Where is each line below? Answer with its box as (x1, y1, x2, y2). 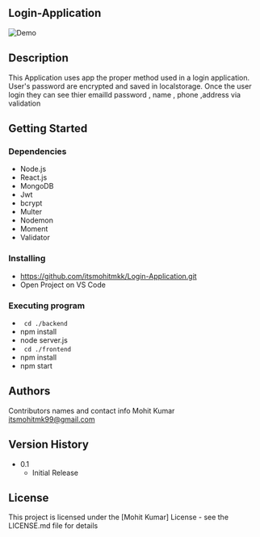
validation (8, 98, 41, 108)
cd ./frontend (23, 345, 72, 353)
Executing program (8, 300, 86, 311)
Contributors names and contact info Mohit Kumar (8, 406, 175, 415)
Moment (19, 224, 48, 234)
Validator (19, 233, 50, 243)
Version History (8, 438, 89, 452)
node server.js (19, 335, 69, 345)
